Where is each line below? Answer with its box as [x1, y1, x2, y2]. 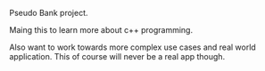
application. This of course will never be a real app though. [9, 51, 226, 61]
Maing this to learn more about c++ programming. [9, 25, 194, 35]
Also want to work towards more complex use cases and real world [9, 42, 256, 52]
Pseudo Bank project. [9, 8, 88, 18]
